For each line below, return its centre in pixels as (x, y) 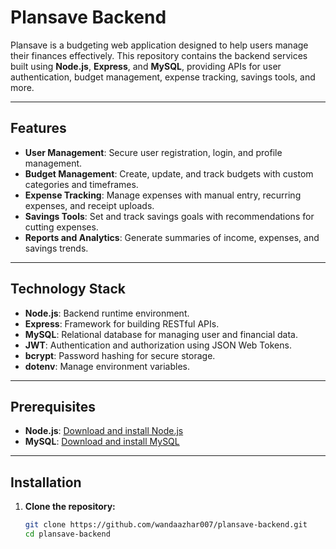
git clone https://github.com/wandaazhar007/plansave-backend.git (166, 525)
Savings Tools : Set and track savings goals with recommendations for (169, 216)
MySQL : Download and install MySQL (102, 442)
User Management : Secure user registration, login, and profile (153, 152)
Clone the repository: (70, 507)
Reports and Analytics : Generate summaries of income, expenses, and (172, 237)
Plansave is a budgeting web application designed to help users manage (159, 45)
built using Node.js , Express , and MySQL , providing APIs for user (146, 66)
